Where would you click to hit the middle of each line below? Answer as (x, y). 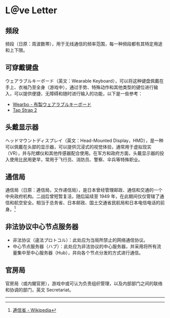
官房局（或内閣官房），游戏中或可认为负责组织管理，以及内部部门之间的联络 (84, 283)
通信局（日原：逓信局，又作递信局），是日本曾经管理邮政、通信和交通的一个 (84, 190)
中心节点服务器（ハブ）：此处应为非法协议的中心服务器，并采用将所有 (84, 246)
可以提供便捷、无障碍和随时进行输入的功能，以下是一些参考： (78, 93)
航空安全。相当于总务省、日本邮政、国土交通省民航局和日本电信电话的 (87, 203)
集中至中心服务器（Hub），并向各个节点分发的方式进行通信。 (80, 253)
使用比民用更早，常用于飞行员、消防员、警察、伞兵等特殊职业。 (76, 159)
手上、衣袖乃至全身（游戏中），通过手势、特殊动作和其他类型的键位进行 (79, 87)
